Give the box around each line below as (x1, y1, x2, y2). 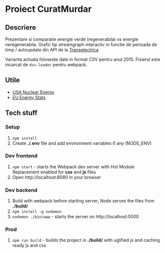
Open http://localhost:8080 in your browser (12, 174, 102, 180)
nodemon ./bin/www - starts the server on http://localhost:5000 (12, 214, 139, 220)
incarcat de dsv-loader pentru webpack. (5, 62, 88, 67)
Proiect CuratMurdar (5, 3, 92, 15)
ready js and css (12, 243, 46, 249)
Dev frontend (5, 152, 38, 159)
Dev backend (5, 187, 38, 194)
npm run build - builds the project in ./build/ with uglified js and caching (12, 237, 160, 243)
